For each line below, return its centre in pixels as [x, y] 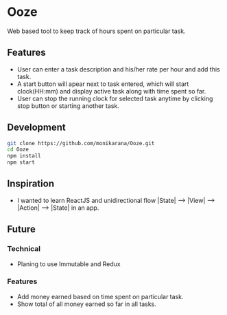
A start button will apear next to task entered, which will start [103, 84]
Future [22, 229]
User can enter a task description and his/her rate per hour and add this [119, 69]
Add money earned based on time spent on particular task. [100, 296]
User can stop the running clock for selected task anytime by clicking [115, 98]
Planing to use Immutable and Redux [69, 264]
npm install [24, 156]
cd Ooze [18, 150]
